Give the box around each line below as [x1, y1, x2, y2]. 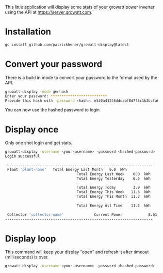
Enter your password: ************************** [5, 94, 108, 98]
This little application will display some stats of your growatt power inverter [5, 4, 155, 10]
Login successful [5, 154, 40, 159]
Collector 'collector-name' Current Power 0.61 [7, 212, 158, 217]
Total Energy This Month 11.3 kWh [77, 194, 151, 199]
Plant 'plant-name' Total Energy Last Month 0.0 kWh [7, 167, 127, 172]
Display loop [5, 233, 56, 244]
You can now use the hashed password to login [5, 107, 100, 113]
